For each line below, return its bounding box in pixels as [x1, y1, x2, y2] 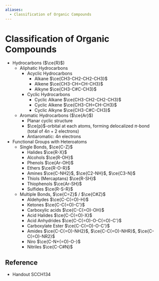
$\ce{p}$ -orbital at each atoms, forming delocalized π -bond [27, 123, 150, 129]
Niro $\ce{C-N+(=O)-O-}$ [27, 238, 81, 245]
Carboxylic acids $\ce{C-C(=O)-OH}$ [27, 207, 105, 213]
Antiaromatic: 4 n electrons [27, 134, 81, 140]
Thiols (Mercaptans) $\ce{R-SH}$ [27, 176, 96, 182]
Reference [5, 258, 38, 267]
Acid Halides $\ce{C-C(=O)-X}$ [27, 212, 92, 218]
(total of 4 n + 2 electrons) [27, 128, 79, 134]
